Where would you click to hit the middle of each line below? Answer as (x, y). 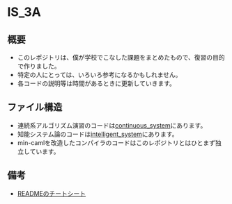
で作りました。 (39, 66)
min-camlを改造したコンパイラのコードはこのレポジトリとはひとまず (116, 142)
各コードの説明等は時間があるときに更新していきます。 (96, 83)
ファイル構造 (35, 107)
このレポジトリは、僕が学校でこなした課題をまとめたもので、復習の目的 (121, 57)
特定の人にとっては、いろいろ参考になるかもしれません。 (99, 75)
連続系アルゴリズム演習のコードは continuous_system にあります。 (112, 125)
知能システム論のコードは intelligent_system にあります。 (98, 134)
